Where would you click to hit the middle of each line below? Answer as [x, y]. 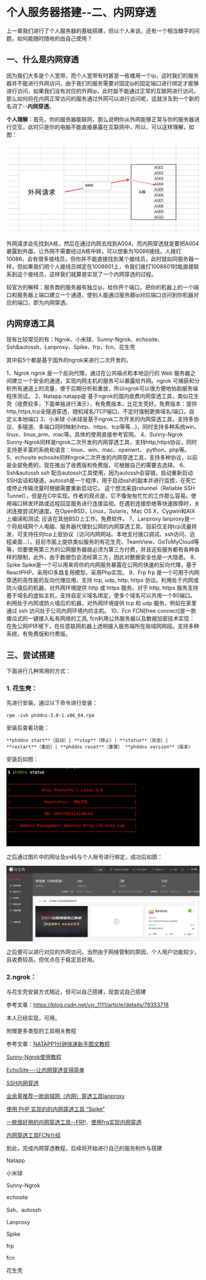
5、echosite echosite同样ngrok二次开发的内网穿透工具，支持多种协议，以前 [102, 458]
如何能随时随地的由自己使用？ [55, 38]
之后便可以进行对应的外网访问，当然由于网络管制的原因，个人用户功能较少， [103, 952]
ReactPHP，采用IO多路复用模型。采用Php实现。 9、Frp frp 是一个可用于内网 [103, 573]
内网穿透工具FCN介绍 [34, 1135]
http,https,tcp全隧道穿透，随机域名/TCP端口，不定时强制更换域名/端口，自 [101, 412]
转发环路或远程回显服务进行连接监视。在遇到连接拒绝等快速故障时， [108, 504]
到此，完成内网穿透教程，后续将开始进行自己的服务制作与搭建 [84, 1148]
